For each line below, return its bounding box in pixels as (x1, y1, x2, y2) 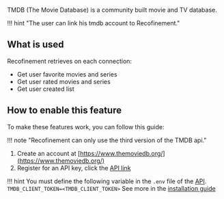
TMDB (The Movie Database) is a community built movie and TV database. (7, 6, 217, 14)
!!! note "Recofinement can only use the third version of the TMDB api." (7, 136, 207, 144)
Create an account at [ (16, 149, 81, 157)
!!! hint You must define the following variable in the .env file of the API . (7, 177, 207, 185)
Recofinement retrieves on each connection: (7, 57, 132, 65)
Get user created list (16, 85, 75, 93)
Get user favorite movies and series (16, 70, 117, 78)
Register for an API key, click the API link (16, 163, 131, 172)
